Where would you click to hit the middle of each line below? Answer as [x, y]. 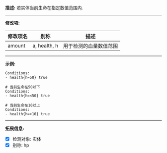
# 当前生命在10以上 [23, 105]
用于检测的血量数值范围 [90, 46]
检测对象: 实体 [27, 139]
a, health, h [45, 46]
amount [17, 46]
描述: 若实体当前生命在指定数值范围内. [44, 8]
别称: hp [21, 145]
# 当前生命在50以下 [23, 87]
